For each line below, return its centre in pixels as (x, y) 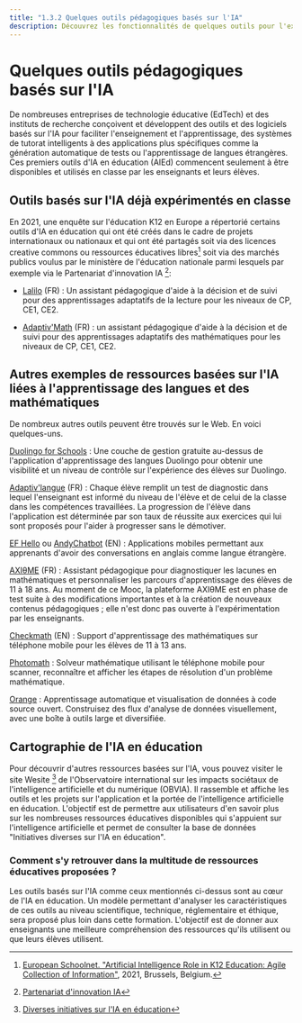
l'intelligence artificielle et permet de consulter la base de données (133, 827)
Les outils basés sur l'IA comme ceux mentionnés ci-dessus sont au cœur (147, 892)
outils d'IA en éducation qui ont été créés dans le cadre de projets (131, 231)
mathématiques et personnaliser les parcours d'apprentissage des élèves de (151, 580)
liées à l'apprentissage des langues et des (129, 388)
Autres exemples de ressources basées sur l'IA (144, 374)
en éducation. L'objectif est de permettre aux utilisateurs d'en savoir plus (144, 808)
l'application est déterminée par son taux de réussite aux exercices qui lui (146, 516)
